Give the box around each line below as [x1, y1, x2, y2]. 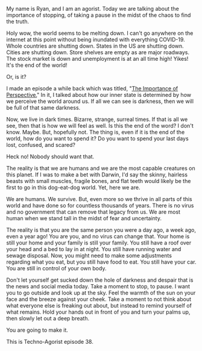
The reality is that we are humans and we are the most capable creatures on [6, 165, 195, 172]
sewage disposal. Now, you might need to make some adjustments [6, 252, 172, 259]
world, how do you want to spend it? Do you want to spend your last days [6, 135, 189, 142]
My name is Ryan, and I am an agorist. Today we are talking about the [6, 5, 179, 12]
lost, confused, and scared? [6, 141, 75, 148]
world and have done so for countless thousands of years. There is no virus [6, 202, 194, 209]
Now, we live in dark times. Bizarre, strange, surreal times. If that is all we [6, 116, 188, 123]
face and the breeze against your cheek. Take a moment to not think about [6, 296, 192, 303]
